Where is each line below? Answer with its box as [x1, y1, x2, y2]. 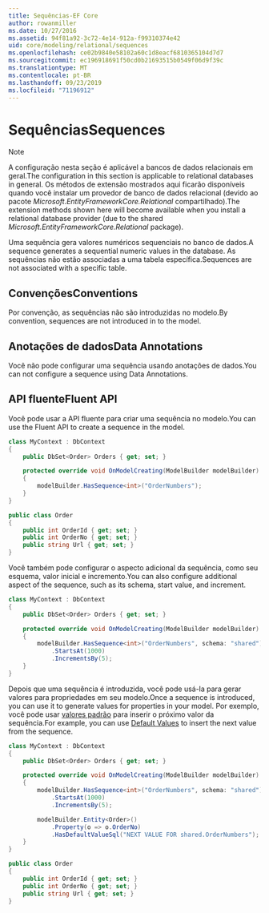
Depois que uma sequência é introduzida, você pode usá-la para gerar [8, 684, 242, 694]
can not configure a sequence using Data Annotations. [8, 369, 188, 379]
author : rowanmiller [8, 19, 78, 27]
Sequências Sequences [8, 121, 166, 139]
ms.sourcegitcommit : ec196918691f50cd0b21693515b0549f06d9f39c [8, 57, 224, 65]
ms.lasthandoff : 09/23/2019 [8, 78, 102, 86]
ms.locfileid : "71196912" [8, 86, 94, 95]
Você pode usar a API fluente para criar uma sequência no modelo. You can [8, 413, 256, 423]
